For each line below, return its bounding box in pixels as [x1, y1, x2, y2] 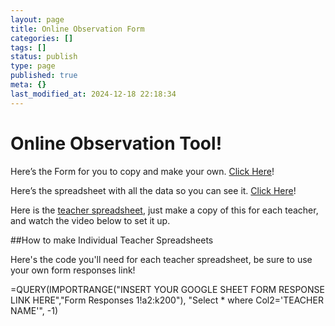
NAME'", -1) [10, 304, 59, 316]
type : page [10, 61, 56, 71]
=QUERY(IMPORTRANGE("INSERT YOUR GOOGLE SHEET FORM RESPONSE [10, 283, 326, 295]
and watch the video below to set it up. [10, 214, 171, 226]
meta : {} [10, 80, 47, 90]
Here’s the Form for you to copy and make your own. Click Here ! [10, 165, 275, 177]
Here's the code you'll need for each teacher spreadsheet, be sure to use [10, 253, 313, 265]
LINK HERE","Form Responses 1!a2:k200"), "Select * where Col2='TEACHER [10, 294, 324, 306]
